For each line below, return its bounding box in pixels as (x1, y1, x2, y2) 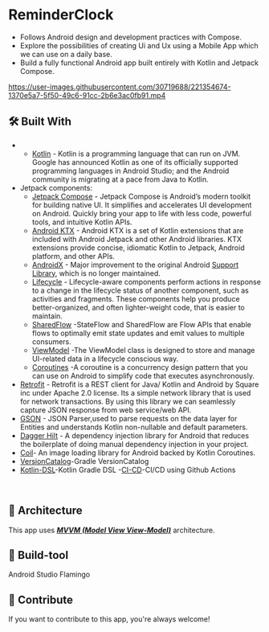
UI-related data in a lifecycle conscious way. (31, 354, 179, 363)
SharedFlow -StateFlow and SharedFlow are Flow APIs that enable (31, 319, 251, 329)
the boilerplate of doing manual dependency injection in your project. (19, 439, 249, 449)
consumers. (31, 336, 72, 347)
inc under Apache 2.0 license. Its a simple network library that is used (19, 388, 251, 397)
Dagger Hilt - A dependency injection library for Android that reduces (19, 430, 250, 440)
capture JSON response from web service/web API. (19, 404, 192, 415)
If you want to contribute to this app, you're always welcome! (8, 614, 210, 624)
